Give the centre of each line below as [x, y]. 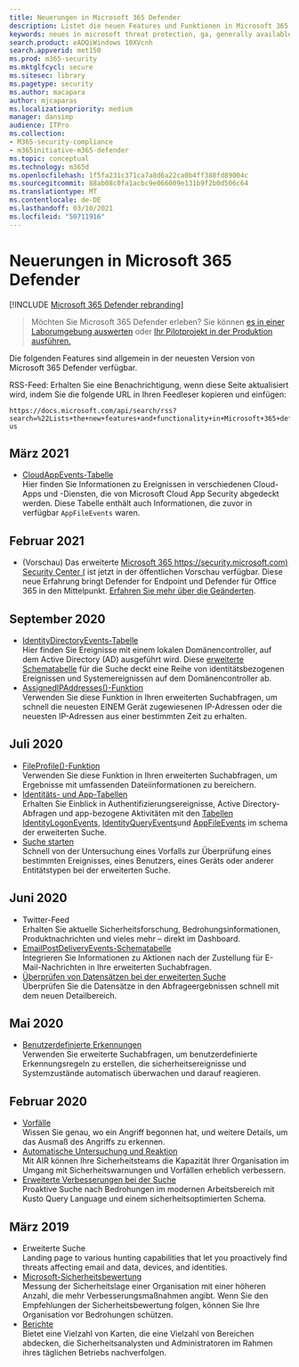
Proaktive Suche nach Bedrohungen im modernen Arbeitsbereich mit [148, 1189]
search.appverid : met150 [55, 51]
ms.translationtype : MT [53, 192]
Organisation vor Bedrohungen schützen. [97, 1315]
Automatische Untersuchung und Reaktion [100, 1151]
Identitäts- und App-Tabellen [75, 794]
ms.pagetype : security [51, 84]
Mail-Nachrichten [54, 967]
